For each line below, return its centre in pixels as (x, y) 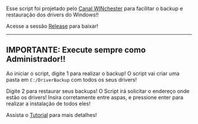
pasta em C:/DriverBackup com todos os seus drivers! (72, 79)
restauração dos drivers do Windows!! (52, 15)
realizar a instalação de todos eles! (48, 103)
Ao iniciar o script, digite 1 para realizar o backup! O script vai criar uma (93, 73)
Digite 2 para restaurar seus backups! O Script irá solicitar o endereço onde (98, 91)
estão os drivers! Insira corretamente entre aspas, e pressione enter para (95, 97)
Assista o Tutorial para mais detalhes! (52, 115)
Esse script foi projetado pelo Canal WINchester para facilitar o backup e (95, 9)
